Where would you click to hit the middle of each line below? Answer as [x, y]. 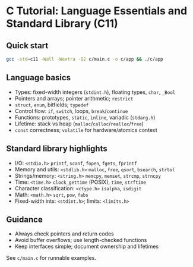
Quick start [27, 45]
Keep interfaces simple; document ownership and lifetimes [87, 246]
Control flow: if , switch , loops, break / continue [71, 111]
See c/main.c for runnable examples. [51, 258]
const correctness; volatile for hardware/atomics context [86, 130]
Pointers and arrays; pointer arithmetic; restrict [74, 98]
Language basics [39, 78]
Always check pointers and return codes [64, 234]
